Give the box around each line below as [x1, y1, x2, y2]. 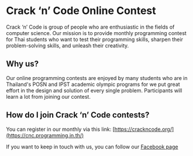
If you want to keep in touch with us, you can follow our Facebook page [6, 143, 178, 150]
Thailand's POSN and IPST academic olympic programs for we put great [6, 81, 180, 88]
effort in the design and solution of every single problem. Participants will [6, 86, 182, 94]
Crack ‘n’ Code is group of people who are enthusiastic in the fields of [6, 23, 175, 30]
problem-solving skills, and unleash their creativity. [6, 42, 129, 49]
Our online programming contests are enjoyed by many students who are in [6, 74, 188, 81]
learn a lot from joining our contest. [6, 93, 91, 100]
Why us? [6, 59, 39, 69]
